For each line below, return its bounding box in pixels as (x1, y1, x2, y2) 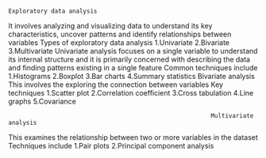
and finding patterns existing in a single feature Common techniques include (8, 63, 258, 72)
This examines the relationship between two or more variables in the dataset (8, 133, 258, 142)
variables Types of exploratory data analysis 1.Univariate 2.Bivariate (8, 38, 230, 47)
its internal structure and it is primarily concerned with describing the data (8, 55, 251, 64)
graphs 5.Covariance (8, 96, 77, 106)
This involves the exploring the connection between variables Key (8, 80, 224, 89)
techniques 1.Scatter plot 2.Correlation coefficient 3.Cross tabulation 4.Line (8, 88, 254, 97)
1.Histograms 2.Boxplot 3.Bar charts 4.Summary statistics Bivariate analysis (8, 72, 256, 81)
